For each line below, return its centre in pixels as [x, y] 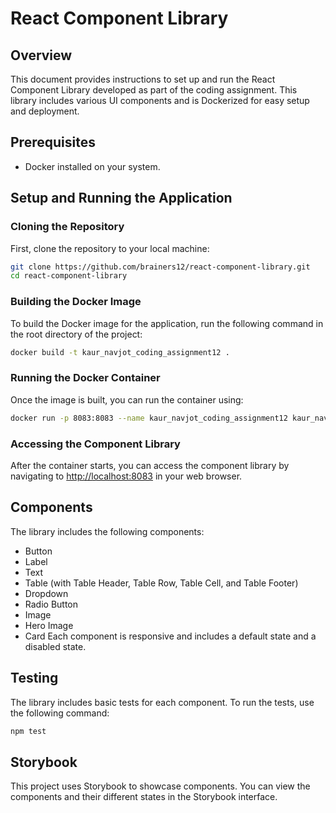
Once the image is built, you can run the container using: [127, 399]
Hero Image [49, 625]
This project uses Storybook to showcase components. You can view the [160, 786]
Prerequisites [53, 142]
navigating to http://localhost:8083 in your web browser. [126, 476]
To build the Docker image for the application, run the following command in [167, 323]
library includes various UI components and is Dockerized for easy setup [160, 100]
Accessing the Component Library [95, 444]
